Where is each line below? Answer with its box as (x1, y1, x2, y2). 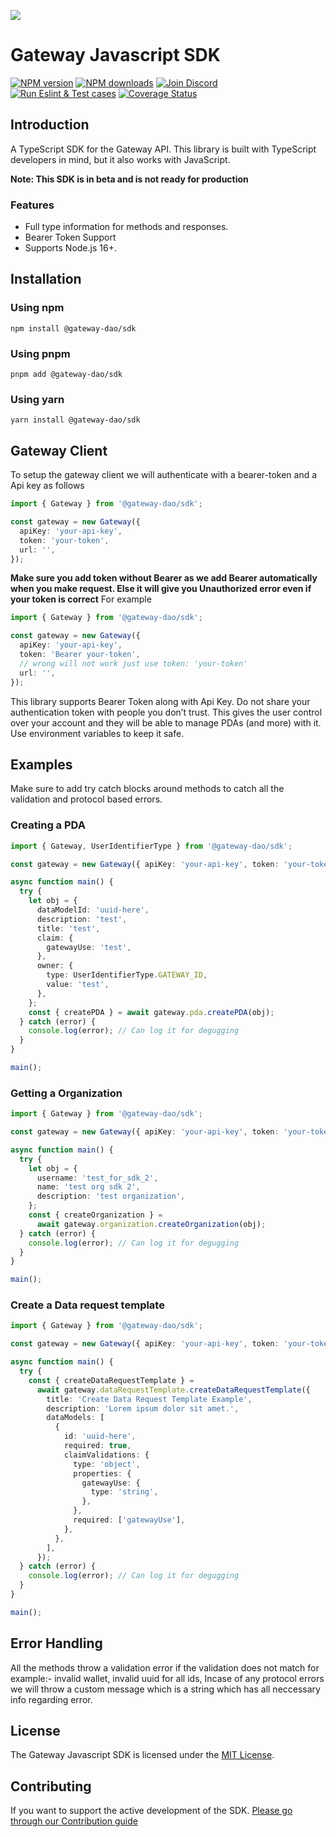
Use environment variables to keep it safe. (10, 727, 185, 739)
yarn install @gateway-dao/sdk (10, 415, 141, 425)
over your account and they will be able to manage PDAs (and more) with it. (10, 716, 322, 729)
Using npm (10, 301, 65, 315)
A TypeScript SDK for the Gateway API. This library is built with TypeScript (10, 143, 317, 155)
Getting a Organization (10, 1086, 123, 1100)
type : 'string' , (90, 1487, 159, 1497)
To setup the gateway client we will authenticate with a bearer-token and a (10, 469, 318, 481)
